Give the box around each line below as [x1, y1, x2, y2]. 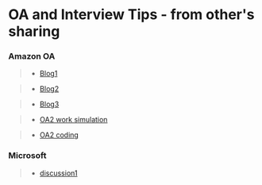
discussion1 [39, 168, 78, 178]
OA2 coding [39, 130, 79, 140]
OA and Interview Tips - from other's [8, 6, 255, 24]
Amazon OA [8, 51, 56, 62]
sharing [8, 22, 60, 40]
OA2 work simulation [39, 115, 108, 125]
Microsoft [8, 150, 47, 161]
